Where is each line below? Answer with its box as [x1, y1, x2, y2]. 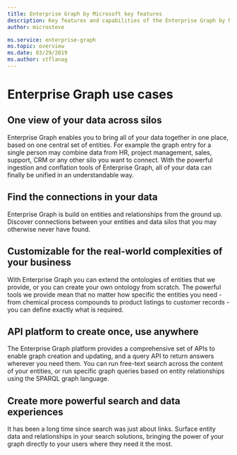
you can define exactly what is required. [7, 305, 124, 314]
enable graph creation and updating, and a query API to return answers [7, 352, 214, 360]
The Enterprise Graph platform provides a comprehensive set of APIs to [7, 344, 215, 353]
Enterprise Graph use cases [7, 86, 174, 102]
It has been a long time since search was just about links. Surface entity [7, 425, 217, 433]
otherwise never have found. [7, 225, 91, 233]
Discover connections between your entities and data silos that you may [7, 217, 217, 226]
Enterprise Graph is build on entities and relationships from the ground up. [7, 210, 223, 218]
